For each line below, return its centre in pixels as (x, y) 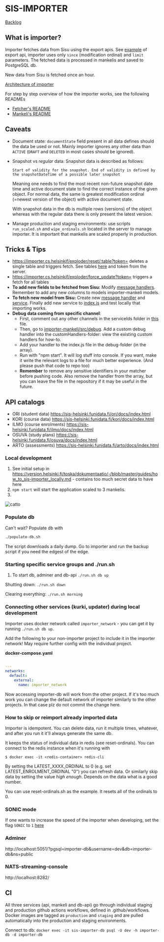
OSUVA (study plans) (34, 435)
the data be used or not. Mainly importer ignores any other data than (82, 146)
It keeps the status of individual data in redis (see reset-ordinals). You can (80, 743)
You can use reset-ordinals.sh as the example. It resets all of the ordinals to (81, 791)
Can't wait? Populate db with (34, 528)
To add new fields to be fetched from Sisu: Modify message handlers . (84, 287)
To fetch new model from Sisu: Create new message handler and (79, 298)
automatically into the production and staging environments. (66, 920)
